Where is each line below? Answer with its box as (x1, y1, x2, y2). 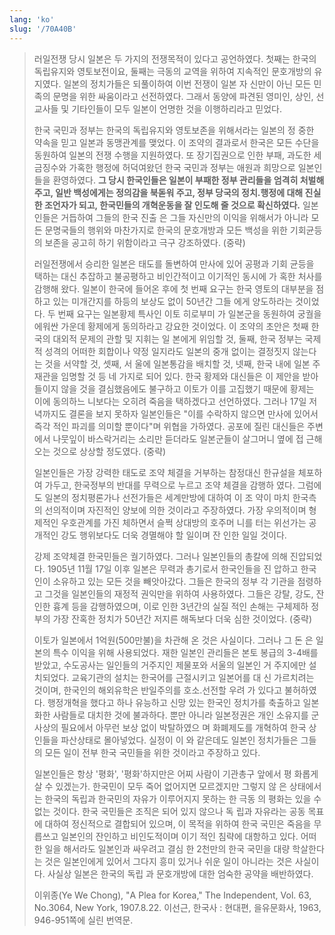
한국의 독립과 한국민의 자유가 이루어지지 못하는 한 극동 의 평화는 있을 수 (44, 792, 322, 805)
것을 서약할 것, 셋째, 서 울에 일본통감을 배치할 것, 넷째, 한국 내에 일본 (44, 357, 311, 370)
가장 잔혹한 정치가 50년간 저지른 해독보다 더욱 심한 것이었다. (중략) (52, 612, 313, 625)
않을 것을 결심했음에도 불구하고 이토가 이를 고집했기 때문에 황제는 (60, 382, 315, 395)
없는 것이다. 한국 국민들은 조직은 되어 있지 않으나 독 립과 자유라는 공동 (33, 805, 306, 817)
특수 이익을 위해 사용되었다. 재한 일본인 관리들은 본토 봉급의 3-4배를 (52, 646, 319, 658)
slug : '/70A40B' (9, 24, 77, 34)
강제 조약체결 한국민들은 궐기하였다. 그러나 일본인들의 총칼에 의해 (33, 550, 288, 562)
